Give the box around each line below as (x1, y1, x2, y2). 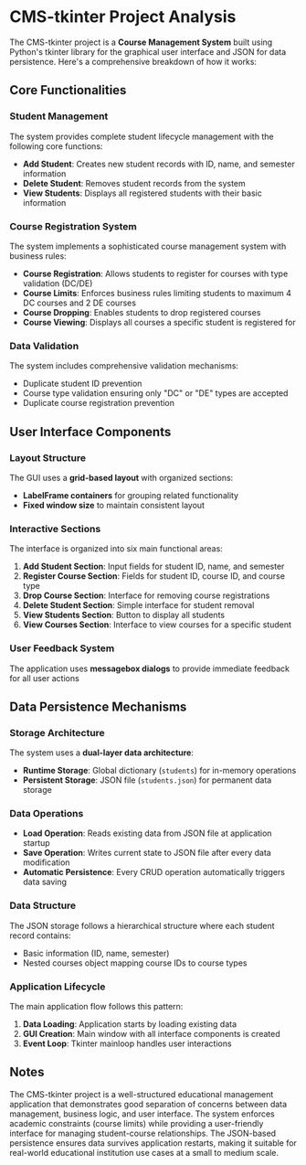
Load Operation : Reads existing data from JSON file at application (22, 828, 272, 839)
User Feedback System (9, 642, 115, 655)
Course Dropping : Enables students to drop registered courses (22, 306, 261, 317)
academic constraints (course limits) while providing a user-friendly (9, 1117, 264, 1128)
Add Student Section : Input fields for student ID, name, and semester (22, 561, 285, 572)
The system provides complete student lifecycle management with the (9, 131, 274, 142)
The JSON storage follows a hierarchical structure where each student (9, 920, 276, 931)
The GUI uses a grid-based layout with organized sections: (9, 472, 234, 483)
